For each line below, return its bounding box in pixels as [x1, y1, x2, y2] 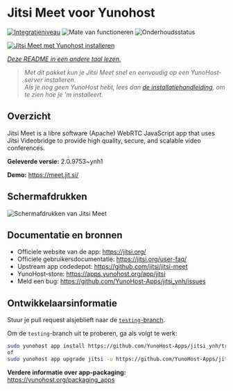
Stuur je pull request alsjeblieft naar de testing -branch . [7, 316, 166, 324]
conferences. [7, 144, 45, 152]
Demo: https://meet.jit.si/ [7, 170, 79, 178]
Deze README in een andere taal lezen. [7, 54, 121, 63]
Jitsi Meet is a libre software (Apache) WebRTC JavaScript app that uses [7, 128, 215, 137]
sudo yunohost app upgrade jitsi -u [7, 356, 113, 363]
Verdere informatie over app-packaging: [7, 368, 126, 376]
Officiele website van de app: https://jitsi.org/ [17, 248, 147, 256]
